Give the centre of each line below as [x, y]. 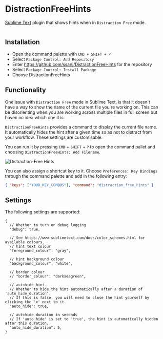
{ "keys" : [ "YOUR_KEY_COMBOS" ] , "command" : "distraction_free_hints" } [79, 185]
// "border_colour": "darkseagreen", [48, 276]
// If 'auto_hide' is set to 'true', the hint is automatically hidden [84, 319]
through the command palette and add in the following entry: [66, 176]
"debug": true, [25, 230]
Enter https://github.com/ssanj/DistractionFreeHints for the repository [82, 64]
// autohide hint [27, 285]
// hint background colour [37, 259]
